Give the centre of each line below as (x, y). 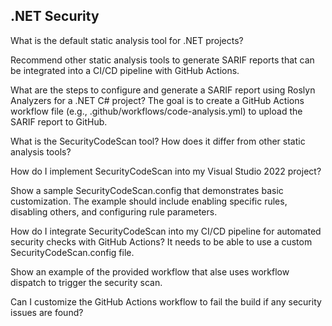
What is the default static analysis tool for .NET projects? (127, 40)
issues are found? (47, 312)
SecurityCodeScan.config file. (72, 252)
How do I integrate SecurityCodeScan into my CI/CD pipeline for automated (166, 231)
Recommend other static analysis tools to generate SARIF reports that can (162, 60)
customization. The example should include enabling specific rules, (149, 201)
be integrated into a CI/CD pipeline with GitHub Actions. (125, 70)
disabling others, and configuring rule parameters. (114, 211)
